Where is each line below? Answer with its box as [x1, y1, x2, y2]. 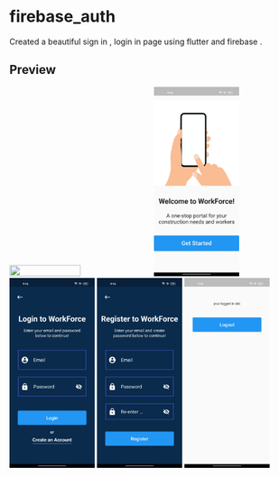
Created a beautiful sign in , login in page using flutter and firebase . [9, 36, 263, 47]
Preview [9, 62, 57, 78]
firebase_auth [9, 6, 116, 27]
